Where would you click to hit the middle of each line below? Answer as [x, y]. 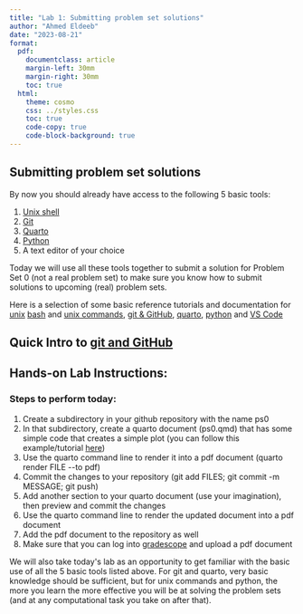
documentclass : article [71, 60]
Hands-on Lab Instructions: [89, 374]
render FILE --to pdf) [62, 466]
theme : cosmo [50, 102]
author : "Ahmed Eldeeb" [54, 26]
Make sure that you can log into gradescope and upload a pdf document [157, 543]
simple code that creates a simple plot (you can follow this [131, 438]
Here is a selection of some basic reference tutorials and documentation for [150, 304]
